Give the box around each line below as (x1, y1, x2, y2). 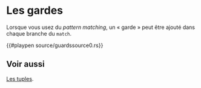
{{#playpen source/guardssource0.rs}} (6, 42, 104, 49)
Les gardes (6, 4, 64, 17)
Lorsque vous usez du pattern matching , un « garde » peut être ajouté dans (6, 24, 196, 31)
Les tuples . (6, 75, 34, 82)
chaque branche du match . (6, 30, 72, 37)
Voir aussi (6, 59, 45, 69)
